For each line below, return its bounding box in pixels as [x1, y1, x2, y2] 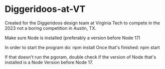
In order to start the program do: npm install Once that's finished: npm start [5, 44, 160, 50]
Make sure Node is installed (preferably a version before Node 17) [5, 35, 141, 41]
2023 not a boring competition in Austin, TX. [5, 25, 96, 31]
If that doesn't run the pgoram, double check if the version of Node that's [5, 54, 156, 60]
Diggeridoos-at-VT [5, 3, 86, 15]
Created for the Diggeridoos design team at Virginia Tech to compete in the [5, 20, 160, 26]
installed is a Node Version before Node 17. [5, 59, 93, 65]
